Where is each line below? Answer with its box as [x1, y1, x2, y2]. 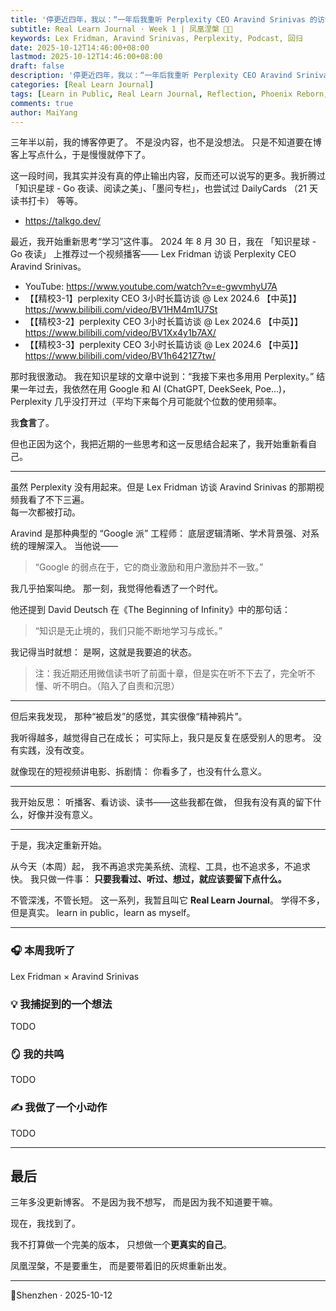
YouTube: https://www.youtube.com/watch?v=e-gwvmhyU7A [24, 281, 278, 293]
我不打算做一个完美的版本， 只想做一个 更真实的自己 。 [10, 1239, 232, 1251]
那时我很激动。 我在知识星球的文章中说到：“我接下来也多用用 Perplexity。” [10, 371, 315, 383]
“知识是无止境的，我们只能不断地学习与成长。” [34, 625, 223, 637]
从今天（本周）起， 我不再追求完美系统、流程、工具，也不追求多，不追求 [10, 861, 311, 873]
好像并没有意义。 [27, 809, 98, 821]
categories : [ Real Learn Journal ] [10, 80, 155, 90]
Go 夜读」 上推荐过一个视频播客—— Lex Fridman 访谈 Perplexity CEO [10, 248, 297, 260]
